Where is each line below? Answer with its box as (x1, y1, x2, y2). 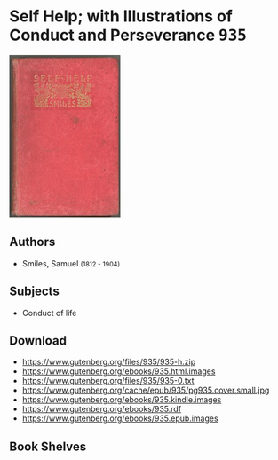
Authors (9, 234, 56, 250)
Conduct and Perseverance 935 (9, 25, 247, 45)
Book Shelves (9, 439, 87, 454)
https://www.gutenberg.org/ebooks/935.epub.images (21, 413, 219, 424)
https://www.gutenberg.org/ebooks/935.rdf (21, 404, 182, 415)
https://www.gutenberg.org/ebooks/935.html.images (21, 366, 216, 377)
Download (9, 333, 67, 348)
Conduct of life (21, 307, 77, 318)
